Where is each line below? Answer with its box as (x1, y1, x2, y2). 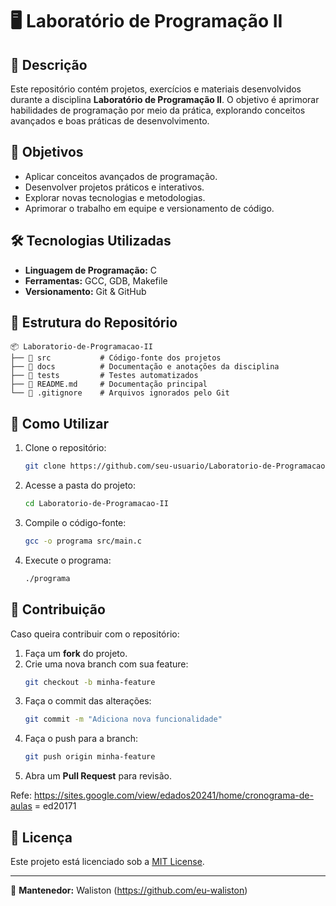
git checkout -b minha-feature (24, 677, 156, 687)
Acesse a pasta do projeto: (24, 479, 137, 492)
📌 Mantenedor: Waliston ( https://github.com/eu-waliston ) (10, 884, 248, 896)
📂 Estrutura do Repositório (10, 314, 178, 332)
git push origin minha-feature (24, 752, 156, 762)
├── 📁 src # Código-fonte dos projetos (10, 353, 222, 363)
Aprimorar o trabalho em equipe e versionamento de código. (24, 202, 275, 214)
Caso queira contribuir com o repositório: (10, 628, 180, 640)
